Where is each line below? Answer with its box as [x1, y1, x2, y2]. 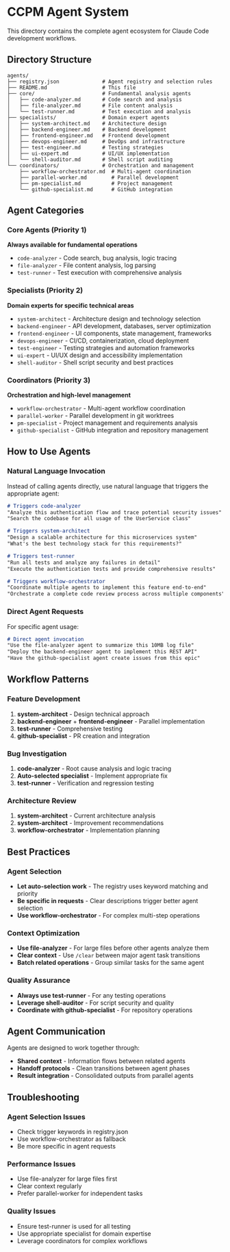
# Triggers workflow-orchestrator [7, 578, 106, 585]
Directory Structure [7, 54, 92, 66]
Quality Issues [7, 1207, 56, 1216]
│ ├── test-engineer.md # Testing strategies [7, 144, 164, 151]
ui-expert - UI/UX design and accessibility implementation [16, 351, 183, 359]
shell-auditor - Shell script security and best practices [16, 358, 174, 367]
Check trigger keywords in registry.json [16, 1128, 129, 1136]
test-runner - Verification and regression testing [16, 779, 154, 787]
